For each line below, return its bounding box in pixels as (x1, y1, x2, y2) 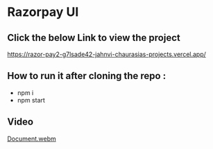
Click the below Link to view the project (7, 32, 180, 44)
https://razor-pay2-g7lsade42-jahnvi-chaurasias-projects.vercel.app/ (7, 50, 207, 58)
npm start (17, 96, 45, 104)
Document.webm (7, 134, 57, 143)
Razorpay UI (7, 4, 79, 20)
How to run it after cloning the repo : (7, 70, 167, 82)
